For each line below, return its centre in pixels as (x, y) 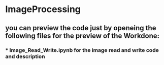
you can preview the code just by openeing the (81, 28)
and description (25, 56)
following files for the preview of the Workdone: (83, 36)
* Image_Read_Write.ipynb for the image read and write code (82, 50)
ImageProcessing (43, 9)
